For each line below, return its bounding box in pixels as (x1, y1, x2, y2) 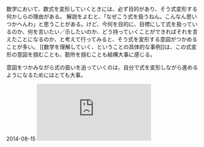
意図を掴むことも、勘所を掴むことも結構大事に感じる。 (16, 51, 156, 58)
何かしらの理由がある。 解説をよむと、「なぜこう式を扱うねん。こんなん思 (6, 13, 192, 20)
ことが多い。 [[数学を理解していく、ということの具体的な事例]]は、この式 (6, 43, 192, 50)
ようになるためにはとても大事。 (6, 72, 86, 78)
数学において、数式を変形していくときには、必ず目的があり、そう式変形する (6, 5, 198, 12)
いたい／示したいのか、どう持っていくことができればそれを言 (43, 28, 198, 35)
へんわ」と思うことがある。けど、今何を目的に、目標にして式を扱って (16, 21, 192, 27)
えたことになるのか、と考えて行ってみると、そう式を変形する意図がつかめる (6, 36, 198, 43)
